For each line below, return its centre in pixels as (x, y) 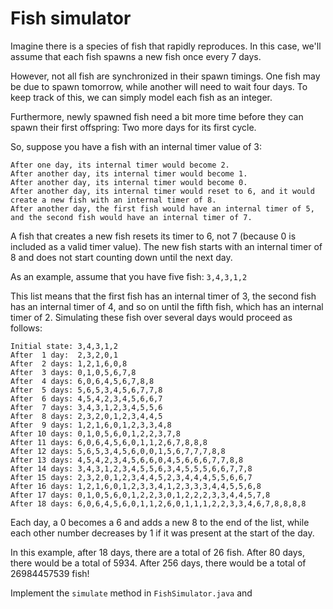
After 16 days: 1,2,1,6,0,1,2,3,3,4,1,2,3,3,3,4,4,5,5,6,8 (136, 486)
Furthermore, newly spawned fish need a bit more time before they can (157, 116)
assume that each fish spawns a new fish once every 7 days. (136, 56)
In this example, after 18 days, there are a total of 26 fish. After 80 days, (158, 552)
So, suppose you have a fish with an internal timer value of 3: (136, 146)
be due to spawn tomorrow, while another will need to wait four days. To (159, 86)
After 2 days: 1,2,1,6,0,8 (69, 363)
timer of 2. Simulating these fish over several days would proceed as (151, 317)
